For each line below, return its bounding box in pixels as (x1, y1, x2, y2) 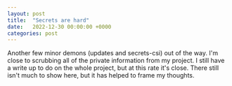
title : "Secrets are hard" (7, 17, 90, 24)
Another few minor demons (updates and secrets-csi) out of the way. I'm (7, 49, 219, 57)
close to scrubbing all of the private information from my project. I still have (7, 57, 225, 65)
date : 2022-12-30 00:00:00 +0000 (7, 23, 112, 30)
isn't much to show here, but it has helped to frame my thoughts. (7, 71, 195, 80)
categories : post (7, 29, 58, 37)
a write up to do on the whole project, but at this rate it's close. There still (7, 64, 219, 72)
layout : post (7, 10, 46, 17)
